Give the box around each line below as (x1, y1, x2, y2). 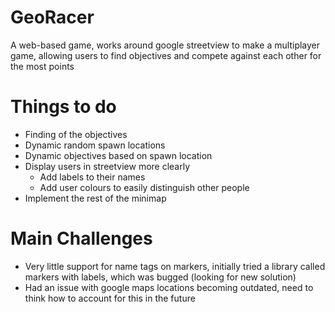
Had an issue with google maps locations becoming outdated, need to (24, 281, 314, 293)
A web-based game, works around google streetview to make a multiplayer (10, 39, 321, 51)
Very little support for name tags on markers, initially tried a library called (24, 260, 326, 272)
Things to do (10, 96, 117, 118)
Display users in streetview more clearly (24, 160, 191, 172)
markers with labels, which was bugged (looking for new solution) (24, 271, 297, 283)
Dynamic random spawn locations (24, 139, 166, 151)
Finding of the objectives (24, 128, 128, 140)
